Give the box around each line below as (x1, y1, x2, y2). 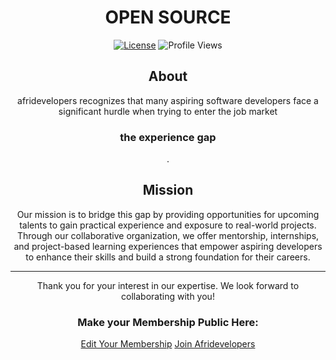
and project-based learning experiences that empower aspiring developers (13, 240, 323, 252)
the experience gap (119, 130, 217, 144)
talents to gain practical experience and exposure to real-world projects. (19, 219, 317, 231)
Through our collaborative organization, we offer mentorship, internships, (16, 229, 320, 241)
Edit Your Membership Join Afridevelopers (80, 338, 256, 350)
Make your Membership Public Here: (77, 315, 259, 329)
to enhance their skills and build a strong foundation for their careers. (25, 251, 311, 263)
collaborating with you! (121, 290, 215, 302)
